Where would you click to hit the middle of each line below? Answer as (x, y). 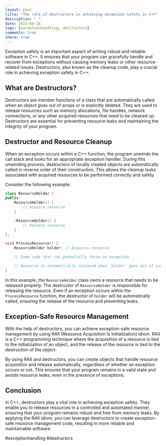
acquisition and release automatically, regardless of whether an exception (80, 364)
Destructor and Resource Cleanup (59, 142)
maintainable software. (28, 429)
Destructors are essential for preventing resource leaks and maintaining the (82, 121)
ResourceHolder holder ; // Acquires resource (62, 248)
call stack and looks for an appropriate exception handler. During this (75, 159)
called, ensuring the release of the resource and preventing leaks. (72, 301)
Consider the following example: (38, 184)
